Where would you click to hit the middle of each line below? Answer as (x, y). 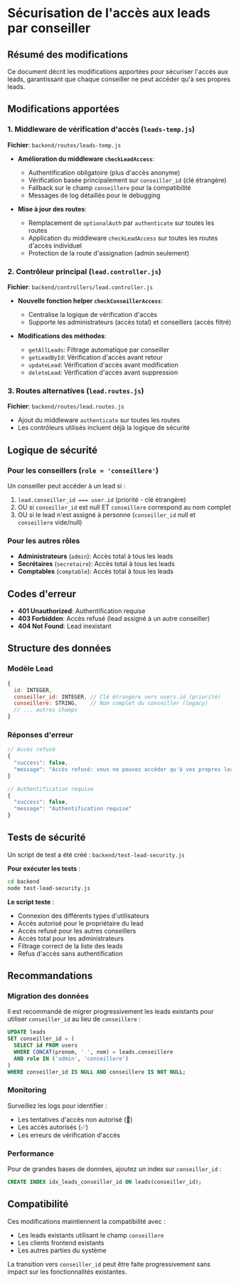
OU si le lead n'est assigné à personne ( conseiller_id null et (106, 515)
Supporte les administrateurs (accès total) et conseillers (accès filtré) (130, 322)
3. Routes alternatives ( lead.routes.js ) (76, 391)
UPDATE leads (27, 1032)
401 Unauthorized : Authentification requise (81, 611)
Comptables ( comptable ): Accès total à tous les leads (96, 572)
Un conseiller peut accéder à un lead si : (67, 486)
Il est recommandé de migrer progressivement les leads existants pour (111, 1012)
